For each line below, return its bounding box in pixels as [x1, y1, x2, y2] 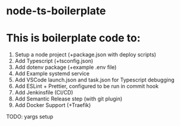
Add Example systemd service [14, 70, 90, 77]
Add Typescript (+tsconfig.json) [14, 58, 94, 65]
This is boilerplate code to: [6, 31, 141, 45]
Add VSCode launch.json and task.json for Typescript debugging [14, 76, 175, 84]
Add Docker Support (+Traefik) [14, 102, 91, 109]
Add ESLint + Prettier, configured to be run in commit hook [14, 83, 159, 90]
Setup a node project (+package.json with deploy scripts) [14, 51, 157, 58]
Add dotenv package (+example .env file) [14, 64, 117, 71]
